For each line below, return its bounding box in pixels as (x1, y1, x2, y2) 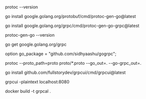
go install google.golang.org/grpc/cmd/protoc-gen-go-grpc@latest (5, 23, 140, 28)
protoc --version (5, 4, 38, 10)
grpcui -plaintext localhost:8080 (5, 79, 69, 85)
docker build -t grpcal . (5, 88, 51, 94)
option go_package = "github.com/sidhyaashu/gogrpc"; (5, 51, 116, 57)
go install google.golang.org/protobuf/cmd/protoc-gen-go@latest (5, 14, 136, 19)
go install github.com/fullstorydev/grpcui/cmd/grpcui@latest (5, 70, 126, 75)
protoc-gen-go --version (5, 32, 55, 38)
